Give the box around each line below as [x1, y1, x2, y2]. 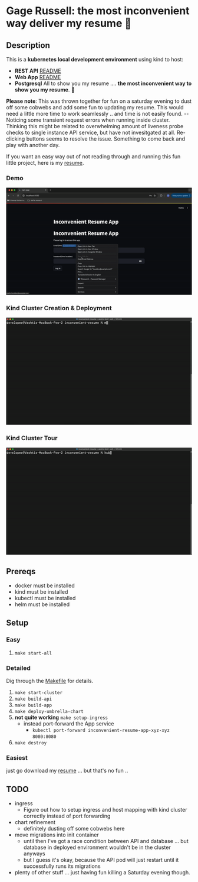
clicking [6, 135, 25, 142]
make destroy [14, 740, 47, 746]
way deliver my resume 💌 [6, 17, 131, 30]
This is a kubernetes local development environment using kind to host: [6, 56, 184, 63]
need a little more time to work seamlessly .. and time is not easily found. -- [6, 110, 189, 117]
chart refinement [14, 819, 56, 826]
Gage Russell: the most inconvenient [6, 4, 190, 18]
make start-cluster [14, 690, 63, 696]
